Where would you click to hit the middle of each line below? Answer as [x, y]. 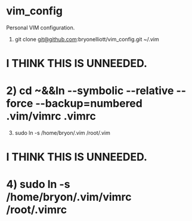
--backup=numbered [89, 104]
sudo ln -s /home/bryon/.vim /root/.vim [62, 133]
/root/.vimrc [37, 210]
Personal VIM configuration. [41, 28]
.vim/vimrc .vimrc [51, 116]
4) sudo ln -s [38, 184]
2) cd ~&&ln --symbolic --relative [90, 91]
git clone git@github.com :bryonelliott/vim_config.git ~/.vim [87, 39]
